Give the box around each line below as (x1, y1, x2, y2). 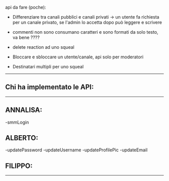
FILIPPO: (5, 161, 33, 170)
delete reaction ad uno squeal (12, 44, 74, 50)
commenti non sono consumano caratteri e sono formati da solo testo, (12, 29, 158, 35)
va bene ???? (12, 35, 40, 40)
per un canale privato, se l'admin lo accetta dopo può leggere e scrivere (12, 20, 162, 25)
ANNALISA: (5, 106, 43, 115)
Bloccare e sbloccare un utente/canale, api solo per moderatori (12, 54, 144, 60)
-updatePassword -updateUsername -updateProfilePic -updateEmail (5, 147, 148, 153)
